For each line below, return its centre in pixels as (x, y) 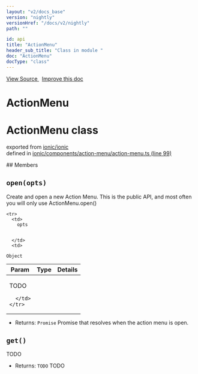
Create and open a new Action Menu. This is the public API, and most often (99, 197)
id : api (16, 40)
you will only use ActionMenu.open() (52, 203)
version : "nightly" (31, 17)
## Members (22, 165)
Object (14, 256)
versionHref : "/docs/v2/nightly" (48, 23)
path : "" (17, 28)
